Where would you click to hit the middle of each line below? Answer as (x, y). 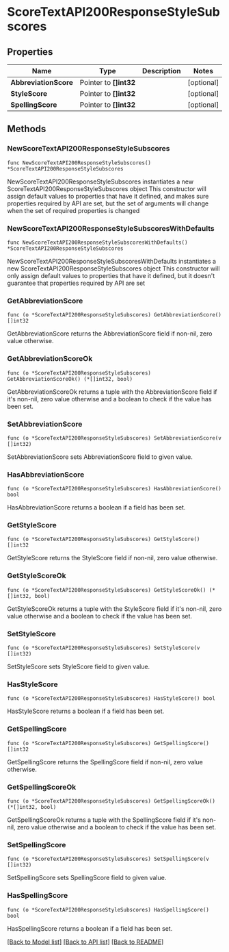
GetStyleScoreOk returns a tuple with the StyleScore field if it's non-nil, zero (114, 609)
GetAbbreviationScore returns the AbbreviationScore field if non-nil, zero (110, 334)
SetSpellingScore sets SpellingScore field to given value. (87, 878)
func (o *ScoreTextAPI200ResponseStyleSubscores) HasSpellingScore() (108, 910)
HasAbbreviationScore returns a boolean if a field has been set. (96, 508)
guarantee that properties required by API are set (76, 283)
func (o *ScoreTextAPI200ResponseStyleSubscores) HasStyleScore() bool (111, 699)
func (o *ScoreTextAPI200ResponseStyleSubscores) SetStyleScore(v (104, 648)
